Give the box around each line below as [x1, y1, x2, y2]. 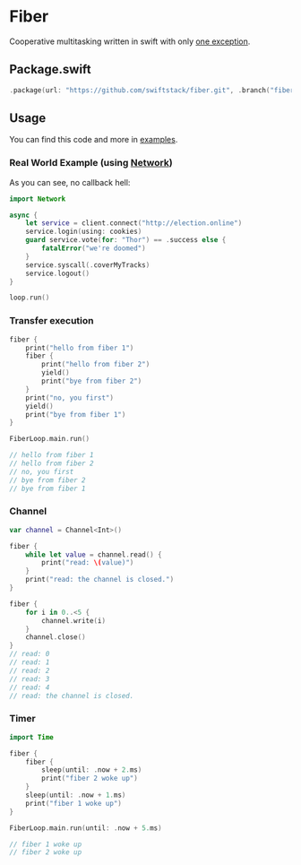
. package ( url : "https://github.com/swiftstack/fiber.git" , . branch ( [9, 85, 271, 95]
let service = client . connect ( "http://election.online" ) [25, 219, 243, 228]
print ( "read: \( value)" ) [41, 558, 134, 567]
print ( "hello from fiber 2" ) [41, 360, 150, 369]
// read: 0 [9, 650, 50, 659]
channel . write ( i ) [41, 616, 106, 625]
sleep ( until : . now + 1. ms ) [25, 791, 126, 800]
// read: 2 [9, 666, 50, 675]
